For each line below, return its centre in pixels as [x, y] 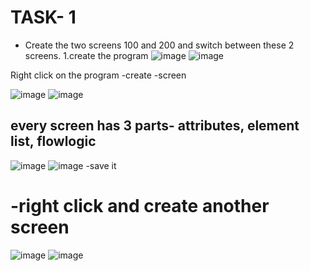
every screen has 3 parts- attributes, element [155, 126]
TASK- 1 [43, 17]
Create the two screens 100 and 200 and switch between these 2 [159, 45]
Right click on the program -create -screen [98, 75]
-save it [101, 165]
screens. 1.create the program [86, 55]
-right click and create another [140, 205]
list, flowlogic [53, 141]
